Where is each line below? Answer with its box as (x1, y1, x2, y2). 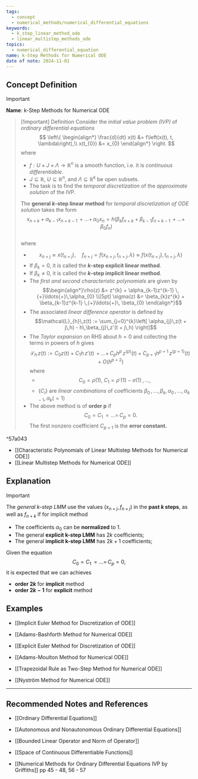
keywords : (6, 25, 31, 31)
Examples (6, 604, 43, 614)
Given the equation (6, 549, 52, 556)
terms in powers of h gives (29, 339, 94, 346)
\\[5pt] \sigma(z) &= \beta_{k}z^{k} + (95, 292, 185, 300)
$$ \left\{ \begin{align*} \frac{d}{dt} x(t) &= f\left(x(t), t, (39, 134, 174, 141)
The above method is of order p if (29, 402, 112, 410)
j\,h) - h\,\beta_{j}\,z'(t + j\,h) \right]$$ (64, 324, 157, 331)
